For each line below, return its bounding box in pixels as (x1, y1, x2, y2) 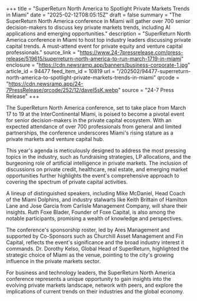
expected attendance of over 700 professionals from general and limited (6, 123, 182, 130)
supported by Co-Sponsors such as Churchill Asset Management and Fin (6, 233, 183, 240)
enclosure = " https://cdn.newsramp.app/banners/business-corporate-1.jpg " (6, 61, 191, 68)
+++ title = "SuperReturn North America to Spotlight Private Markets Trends (6, 5, 190, 12)
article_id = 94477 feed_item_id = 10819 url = (6, 68, 116, 74)
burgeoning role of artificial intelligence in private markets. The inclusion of (6, 159, 188, 166)
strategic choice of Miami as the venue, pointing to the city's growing (6, 251, 174, 259)
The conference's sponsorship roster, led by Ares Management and (6, 227, 170, 233)
